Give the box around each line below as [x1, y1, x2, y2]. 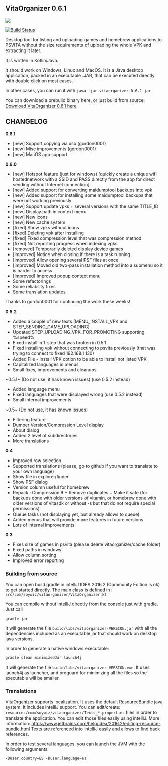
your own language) [12, 468, 54, 474]
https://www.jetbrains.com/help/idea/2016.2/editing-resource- [31, 721, 161, 727]
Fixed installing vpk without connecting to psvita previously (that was [12, 345, 156, 351]
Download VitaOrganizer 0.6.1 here [5, 103, 77, 109]
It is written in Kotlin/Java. [5, 57, 59, 63]
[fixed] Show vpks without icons [12, 224, 79, 230]
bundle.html [5, 726, 30, 732]
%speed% [12, 334, 35, 340]
